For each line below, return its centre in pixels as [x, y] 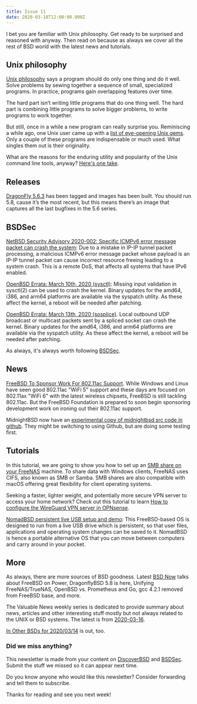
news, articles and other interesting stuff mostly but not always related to [95, 613]
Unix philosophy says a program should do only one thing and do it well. [94, 79]
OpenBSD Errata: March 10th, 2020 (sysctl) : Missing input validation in [91, 284]
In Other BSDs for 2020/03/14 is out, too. [56, 631]
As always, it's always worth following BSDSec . [63, 351]
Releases [23, 182]
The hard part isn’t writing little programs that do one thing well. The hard [95, 103]
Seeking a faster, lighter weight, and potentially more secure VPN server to [96, 495]
